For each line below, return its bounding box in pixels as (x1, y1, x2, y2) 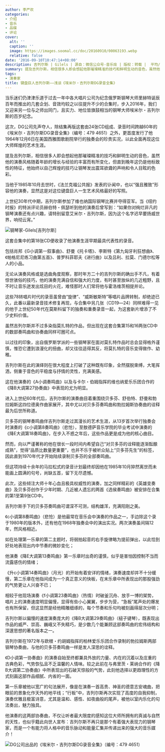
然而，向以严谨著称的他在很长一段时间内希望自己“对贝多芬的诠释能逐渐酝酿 (5, 441, 158, 446)
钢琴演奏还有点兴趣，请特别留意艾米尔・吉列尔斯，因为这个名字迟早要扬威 (5, 210, 156, 216)
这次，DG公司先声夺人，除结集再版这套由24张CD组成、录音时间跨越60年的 (5, 124, 158, 130)
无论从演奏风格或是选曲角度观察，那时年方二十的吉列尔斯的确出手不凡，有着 (5, 271, 160, 276)
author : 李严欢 (5, 7, 34, 12)
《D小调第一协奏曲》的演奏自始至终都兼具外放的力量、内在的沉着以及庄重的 (5, 654, 157, 660)
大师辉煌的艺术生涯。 (5, 142, 48, 148)
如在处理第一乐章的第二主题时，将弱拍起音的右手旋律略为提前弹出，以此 (5, 536, 151, 542)
